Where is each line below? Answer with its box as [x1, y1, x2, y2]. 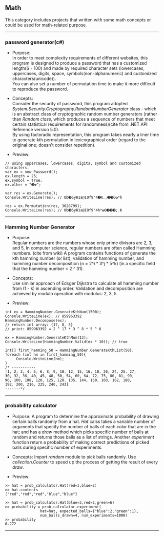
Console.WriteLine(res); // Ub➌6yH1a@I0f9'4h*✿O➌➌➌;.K [5, 208, 123, 213]
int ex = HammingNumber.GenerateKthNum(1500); [5, 309, 102, 315]
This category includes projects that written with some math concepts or [5, 17, 151, 22]
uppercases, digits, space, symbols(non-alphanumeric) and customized [12, 71, 157, 77]
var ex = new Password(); [5, 170, 58, 174]
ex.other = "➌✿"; [5, 182, 41, 187]
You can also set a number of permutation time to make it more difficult [12, 81, 156, 87]
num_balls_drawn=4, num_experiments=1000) [40, 513, 128, 518]
